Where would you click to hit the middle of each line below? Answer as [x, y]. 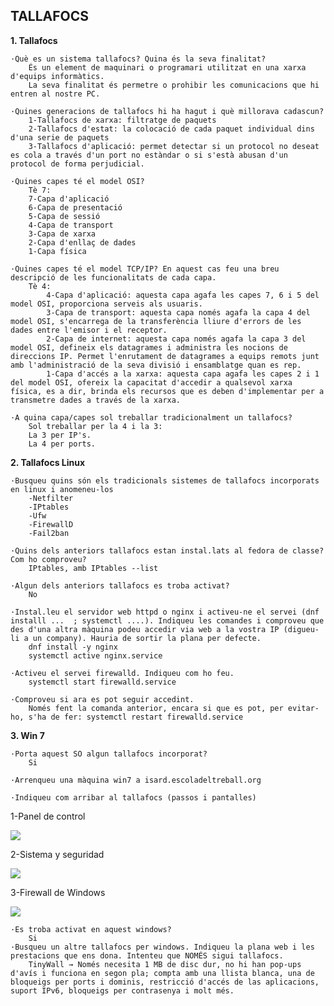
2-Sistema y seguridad [57, 854]
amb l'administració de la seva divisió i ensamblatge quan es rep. [156, 365]
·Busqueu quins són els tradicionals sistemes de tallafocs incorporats [165, 480]
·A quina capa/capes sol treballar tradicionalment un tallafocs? [151, 417]
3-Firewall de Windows [58, 892]
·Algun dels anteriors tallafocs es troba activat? [120, 585]
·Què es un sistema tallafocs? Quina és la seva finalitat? [138, 59]
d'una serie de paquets [60, 137]
